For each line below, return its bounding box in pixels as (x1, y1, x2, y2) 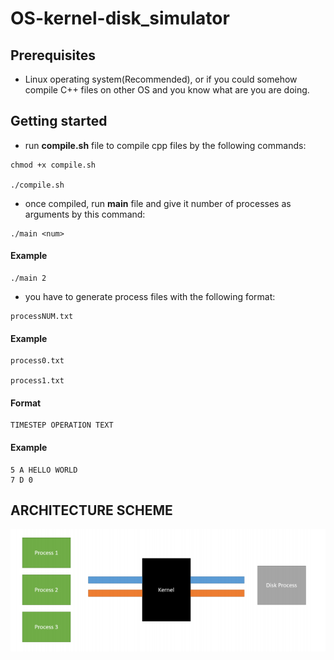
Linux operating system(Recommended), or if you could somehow (24, 73, 298, 85)
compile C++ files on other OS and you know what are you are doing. (24, 84, 310, 96)
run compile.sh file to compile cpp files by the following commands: (24, 139, 307, 151)
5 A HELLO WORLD (10, 465, 78, 475)
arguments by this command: (24, 208, 146, 220)
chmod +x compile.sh (10, 160, 97, 170)
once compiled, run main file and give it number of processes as (24, 197, 292, 209)
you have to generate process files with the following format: (24, 291, 276, 303)
